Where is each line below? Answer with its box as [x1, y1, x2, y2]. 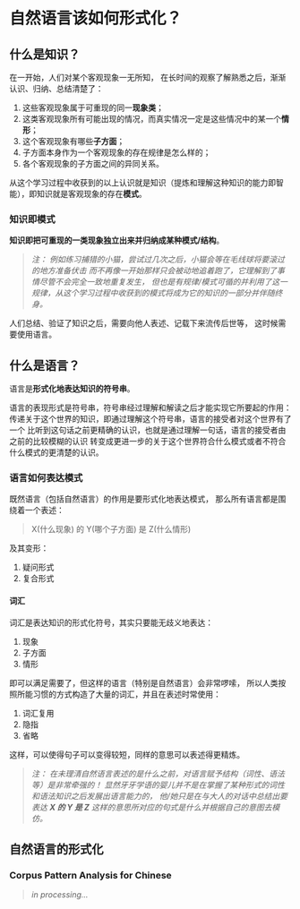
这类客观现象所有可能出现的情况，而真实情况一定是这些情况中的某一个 [21, 114, 282, 124]
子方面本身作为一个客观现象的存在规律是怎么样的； [21, 147, 211, 158]
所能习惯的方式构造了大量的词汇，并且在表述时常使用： [16, 689, 221, 699]
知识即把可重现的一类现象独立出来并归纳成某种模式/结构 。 [9, 235, 225, 246]
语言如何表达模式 [9, 472, 83, 485]
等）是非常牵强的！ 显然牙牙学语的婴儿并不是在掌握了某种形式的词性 [30, 779, 285, 790]
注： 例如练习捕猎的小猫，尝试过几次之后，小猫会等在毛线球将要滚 [30, 254, 278, 265]
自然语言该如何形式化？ [9, 8, 183, 29]
